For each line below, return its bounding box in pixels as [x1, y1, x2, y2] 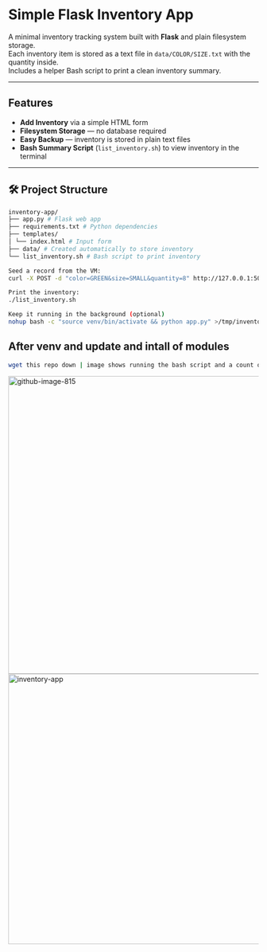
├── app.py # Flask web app [8, 215, 102, 224]
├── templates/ [8, 230, 59, 238]
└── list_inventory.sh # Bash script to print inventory [8, 253, 201, 261]
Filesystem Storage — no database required [19, 126, 167, 135]
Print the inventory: [8, 288, 80, 296]
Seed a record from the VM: [8, 267, 102, 275]
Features [8, 96, 53, 110]
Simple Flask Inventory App [8, 6, 194, 24]
